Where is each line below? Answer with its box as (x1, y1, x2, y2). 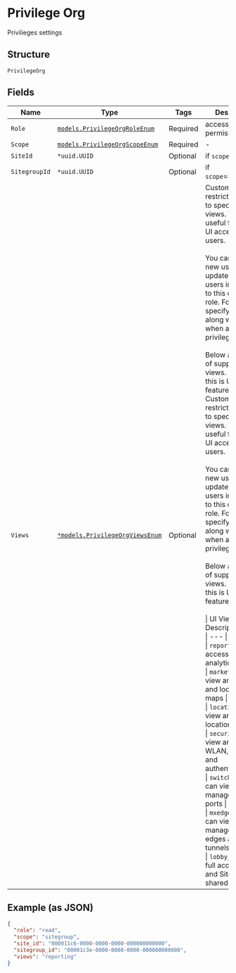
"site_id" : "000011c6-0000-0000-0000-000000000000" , (13, 940, 171, 947)
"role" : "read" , (13, 927, 61, 934)
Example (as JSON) (7, 901, 93, 913)
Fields (7, 87, 35, 99)
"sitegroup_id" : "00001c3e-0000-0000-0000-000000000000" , (13, 946, 188, 953)
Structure (7, 49, 51, 61)
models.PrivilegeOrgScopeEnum (57, 140, 159, 149)
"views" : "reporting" (13, 953, 77, 960)
